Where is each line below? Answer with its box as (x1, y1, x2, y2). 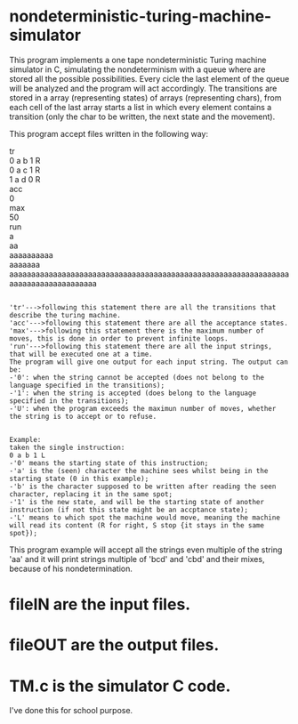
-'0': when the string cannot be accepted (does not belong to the (9, 373, 265, 382)
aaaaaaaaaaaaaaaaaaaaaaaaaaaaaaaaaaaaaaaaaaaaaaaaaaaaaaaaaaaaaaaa (9, 269, 290, 279)
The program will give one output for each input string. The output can (9, 358, 289, 366)
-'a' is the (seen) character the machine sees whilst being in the (9, 466, 269, 475)
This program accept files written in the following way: (9, 128, 209, 139)
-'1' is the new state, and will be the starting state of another (9, 497, 265, 506)
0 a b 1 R (9, 155, 41, 165)
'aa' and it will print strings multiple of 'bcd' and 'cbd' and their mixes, (9, 553, 265, 564)
